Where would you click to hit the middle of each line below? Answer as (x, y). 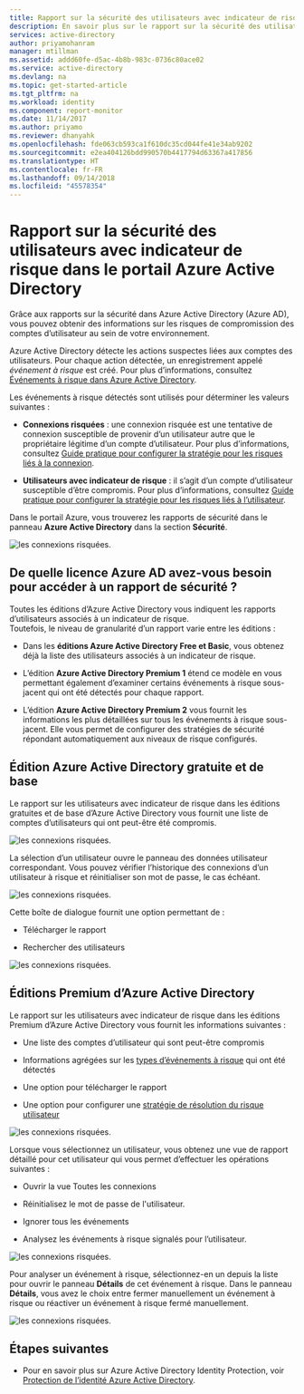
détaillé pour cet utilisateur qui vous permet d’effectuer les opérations (139, 1159)
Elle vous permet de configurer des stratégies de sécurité (157, 729)
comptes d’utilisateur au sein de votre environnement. (109, 334)
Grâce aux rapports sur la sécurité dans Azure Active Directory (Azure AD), (149, 315)
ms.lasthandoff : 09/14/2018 (62, 178)
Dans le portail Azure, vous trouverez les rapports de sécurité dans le (139, 518)
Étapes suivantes (59, 1348)
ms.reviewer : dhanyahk (52, 136)
